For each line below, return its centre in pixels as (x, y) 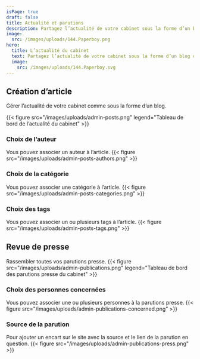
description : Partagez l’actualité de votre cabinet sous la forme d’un (98, 28)
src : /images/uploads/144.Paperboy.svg (66, 67)
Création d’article (39, 91)
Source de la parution (38, 324)
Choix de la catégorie (37, 174)
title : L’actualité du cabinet (50, 51)
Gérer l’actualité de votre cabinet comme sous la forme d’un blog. (86, 106)
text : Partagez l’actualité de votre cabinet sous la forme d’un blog (101, 56)
